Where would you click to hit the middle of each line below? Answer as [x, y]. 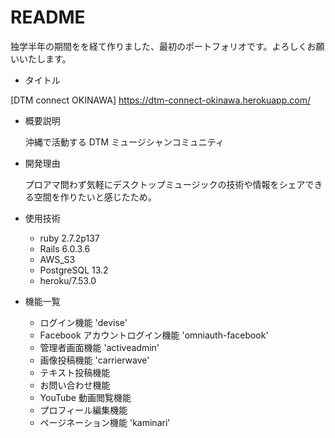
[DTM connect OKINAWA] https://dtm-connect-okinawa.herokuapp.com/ [160, 100]
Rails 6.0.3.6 [65, 248]
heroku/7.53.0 [68, 280]
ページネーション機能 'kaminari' [105, 422]
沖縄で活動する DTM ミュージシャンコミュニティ [124, 142]
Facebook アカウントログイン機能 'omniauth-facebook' [154, 335]
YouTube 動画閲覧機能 [85, 397]
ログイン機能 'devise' [83, 322]
